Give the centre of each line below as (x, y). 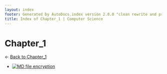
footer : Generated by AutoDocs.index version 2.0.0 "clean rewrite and (81, 14)
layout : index (19, 10)
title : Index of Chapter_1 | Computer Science (54, 19)
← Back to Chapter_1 (26, 57)
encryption (44, 67)
